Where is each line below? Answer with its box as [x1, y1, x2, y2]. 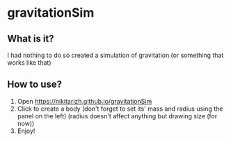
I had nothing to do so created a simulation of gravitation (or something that [7, 51, 224, 59]
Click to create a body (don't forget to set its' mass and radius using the [17, 104, 223, 113]
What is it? [7, 33, 54, 45]
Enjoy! [17, 127, 35, 135]
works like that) [7, 58, 51, 67]
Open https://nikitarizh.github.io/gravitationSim [17, 97, 152, 105]
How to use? [7, 79, 63, 90]
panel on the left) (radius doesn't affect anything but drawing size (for [17, 111, 218, 120]
